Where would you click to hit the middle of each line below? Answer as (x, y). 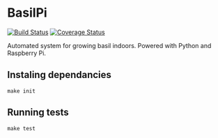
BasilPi (27, 13)
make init (22, 91)
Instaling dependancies (59, 75)
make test (22, 128)
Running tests (38, 113)
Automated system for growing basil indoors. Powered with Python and (109, 45)
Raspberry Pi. (27, 53)
